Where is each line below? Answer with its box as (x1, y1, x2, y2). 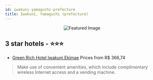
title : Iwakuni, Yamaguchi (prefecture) (5, 12, 89, 16)
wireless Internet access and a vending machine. (17, 69, 116, 75)
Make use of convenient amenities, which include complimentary (17, 64, 148, 70)
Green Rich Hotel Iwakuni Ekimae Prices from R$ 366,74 (12, 55, 126, 61)
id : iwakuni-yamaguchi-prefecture (5, 7, 76, 12)
